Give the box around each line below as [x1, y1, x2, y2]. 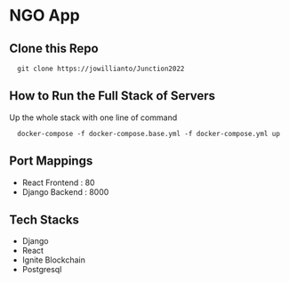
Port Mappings [9, 153, 93, 169]
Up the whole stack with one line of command [9, 112, 178, 123]
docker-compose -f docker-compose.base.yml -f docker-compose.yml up [17, 129, 280, 138]
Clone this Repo [9, 41, 100, 56]
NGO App [9, 5, 80, 26]
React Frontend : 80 [21, 177, 95, 188]
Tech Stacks [9, 213, 80, 228]
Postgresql [21, 264, 62, 275]
